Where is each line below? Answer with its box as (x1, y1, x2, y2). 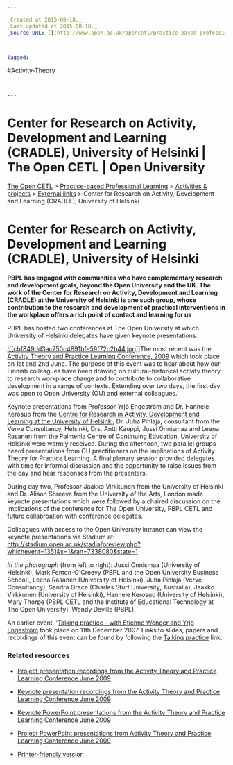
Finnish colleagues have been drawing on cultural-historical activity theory (7, 367, 221, 376)
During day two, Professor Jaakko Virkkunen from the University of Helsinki (7, 482, 223, 491)
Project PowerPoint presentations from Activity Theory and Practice (17, 729, 212, 737)
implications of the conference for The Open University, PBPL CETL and (7, 505, 213, 513)
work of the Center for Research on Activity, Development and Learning (7, 289, 218, 297)
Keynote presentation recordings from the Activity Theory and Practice (17, 687, 221, 696)
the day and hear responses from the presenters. (7, 469, 148, 478)
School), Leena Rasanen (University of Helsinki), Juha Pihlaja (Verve (7, 575, 202, 584)
